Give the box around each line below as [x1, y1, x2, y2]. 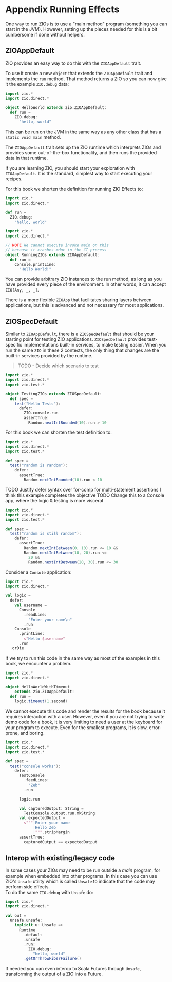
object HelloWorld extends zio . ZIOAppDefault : [5, 105, 107, 110]
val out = [5, 913, 27, 918]
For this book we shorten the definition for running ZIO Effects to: [5, 186, 143, 192]
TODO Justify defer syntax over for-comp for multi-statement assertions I [5, 486, 161, 493]
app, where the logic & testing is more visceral [5, 497, 104, 503]
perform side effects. [5, 883, 50, 890]
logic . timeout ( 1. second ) [14, 699, 68, 704]
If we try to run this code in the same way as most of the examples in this [5, 654, 160, 661]
